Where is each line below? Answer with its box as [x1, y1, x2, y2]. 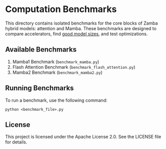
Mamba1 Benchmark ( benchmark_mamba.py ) [12, 59, 99, 65]
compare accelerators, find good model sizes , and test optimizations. [5, 31, 148, 37]
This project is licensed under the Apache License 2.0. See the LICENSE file [5, 134, 161, 140]
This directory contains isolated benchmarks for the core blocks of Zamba [5, 20, 158, 26]
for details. [5, 139, 27, 145]
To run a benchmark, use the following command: [5, 97, 107, 103]
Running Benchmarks [5, 84, 74, 92]
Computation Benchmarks [5, 4, 117, 15]
